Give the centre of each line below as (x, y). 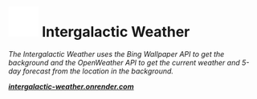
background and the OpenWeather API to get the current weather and (124, 62)
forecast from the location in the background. (98, 71)
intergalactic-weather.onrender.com (71, 86)
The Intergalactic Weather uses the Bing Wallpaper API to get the (116, 53)
